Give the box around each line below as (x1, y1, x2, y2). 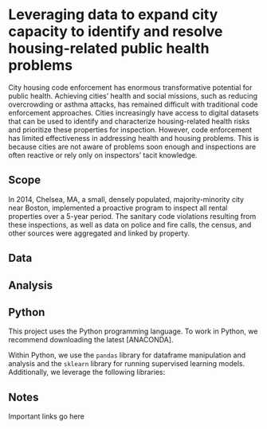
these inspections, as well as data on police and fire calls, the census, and (8, 220, 252, 229)
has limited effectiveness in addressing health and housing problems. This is (8, 133, 259, 142)
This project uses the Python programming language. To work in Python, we (8, 326, 258, 336)
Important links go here (8, 411, 85, 421)
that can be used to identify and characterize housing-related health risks (8, 116, 250, 126)
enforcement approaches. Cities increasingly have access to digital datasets (8, 107, 259, 117)
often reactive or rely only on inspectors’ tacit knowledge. (8, 150, 198, 160)
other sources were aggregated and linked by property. (8, 228, 190, 238)
